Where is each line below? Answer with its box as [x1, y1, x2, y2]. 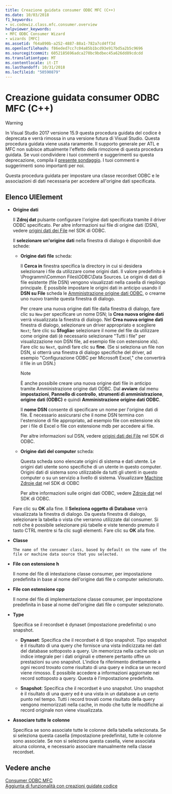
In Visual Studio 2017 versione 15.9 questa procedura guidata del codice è [5, 130, 161, 136]
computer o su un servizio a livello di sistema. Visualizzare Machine [20, 474, 163, 481]
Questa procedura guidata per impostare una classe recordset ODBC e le [5, 172, 160, 178]
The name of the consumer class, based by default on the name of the [12, 547, 167, 552]
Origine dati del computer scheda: [20, 448, 94, 454]
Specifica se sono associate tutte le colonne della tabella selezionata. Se [12, 727, 166, 733]
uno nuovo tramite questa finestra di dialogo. [20, 295, 115, 301]
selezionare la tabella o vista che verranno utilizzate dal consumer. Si [12, 516, 159, 522]
